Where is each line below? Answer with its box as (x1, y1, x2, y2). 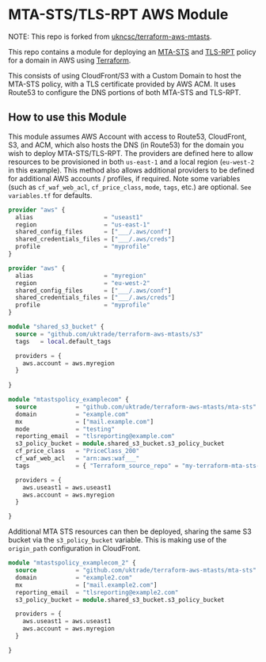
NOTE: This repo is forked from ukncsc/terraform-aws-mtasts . (8, 32, 212, 41)
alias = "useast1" (15, 213, 144, 221)
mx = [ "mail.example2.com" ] (15, 580, 158, 589)
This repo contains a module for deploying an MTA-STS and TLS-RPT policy (8, 47, 256, 56)
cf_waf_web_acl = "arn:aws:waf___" (15, 455, 140, 462)
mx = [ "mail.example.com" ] (15, 417, 154, 425)
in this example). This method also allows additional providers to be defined (8, 165, 255, 175)
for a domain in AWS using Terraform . (8, 55, 131, 65)
